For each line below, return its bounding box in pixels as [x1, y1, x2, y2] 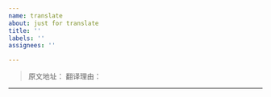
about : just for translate [8, 19, 99, 27]
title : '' [8, 26, 42, 34]
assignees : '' [8, 42, 56, 50]
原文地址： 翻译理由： [27, 71, 102, 81]
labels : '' [8, 34, 45, 42]
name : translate [8, 11, 63, 20]
